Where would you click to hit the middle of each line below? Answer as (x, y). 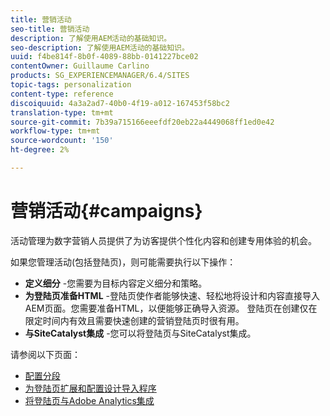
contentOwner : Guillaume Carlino (80, 66)
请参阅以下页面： (45, 354)
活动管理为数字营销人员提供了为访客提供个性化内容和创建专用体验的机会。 (163, 240)
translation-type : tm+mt (62, 112)
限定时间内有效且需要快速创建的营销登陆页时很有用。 (134, 320)
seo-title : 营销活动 (50, 29)
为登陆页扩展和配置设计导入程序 (90, 388)
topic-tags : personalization (71, 85)
